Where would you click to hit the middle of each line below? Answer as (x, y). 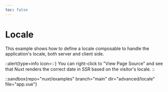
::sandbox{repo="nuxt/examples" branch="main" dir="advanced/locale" (80, 78)
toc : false (17, 10)
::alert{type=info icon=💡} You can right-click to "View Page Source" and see (84, 63)
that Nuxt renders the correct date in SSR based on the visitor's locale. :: (80, 69)
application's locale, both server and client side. (55, 53)
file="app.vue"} (21, 84)
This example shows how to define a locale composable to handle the (77, 48)
